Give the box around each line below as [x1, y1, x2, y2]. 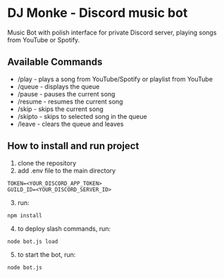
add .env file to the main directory [17, 166, 116, 175]
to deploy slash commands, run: [17, 224, 111, 233]
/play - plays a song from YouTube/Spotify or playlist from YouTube [17, 75, 213, 83]
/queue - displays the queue [17, 82, 100, 91]
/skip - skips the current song [17, 104, 104, 113]
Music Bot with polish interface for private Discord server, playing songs [7, 28, 217, 37]
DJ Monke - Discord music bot [7, 5, 188, 21]
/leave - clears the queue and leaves [17, 120, 124, 128]
